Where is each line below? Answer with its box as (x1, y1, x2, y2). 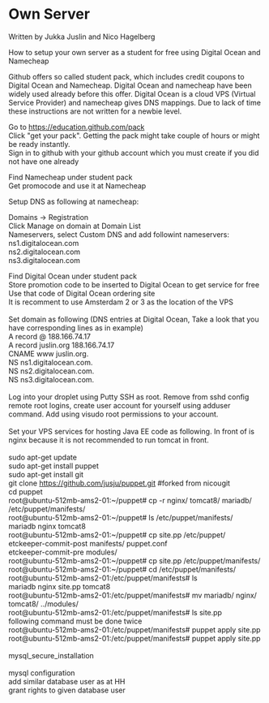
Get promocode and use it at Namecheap (8, 180, 147, 191)
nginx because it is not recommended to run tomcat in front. (8, 435, 209, 445)
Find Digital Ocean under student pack (8, 271, 138, 281)
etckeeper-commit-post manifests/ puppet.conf (8, 538, 168, 548)
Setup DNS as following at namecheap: (8, 196, 139, 206)
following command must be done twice (8, 616, 143, 626)
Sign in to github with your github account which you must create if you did (8, 148, 259, 157)
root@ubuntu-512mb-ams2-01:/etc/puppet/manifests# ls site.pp (8, 607, 223, 617)
